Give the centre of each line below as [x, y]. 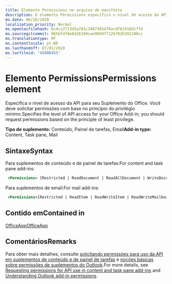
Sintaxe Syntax [29, 151]
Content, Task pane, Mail [31, 135]
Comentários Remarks [41, 242]
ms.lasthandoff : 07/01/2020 [35, 48]
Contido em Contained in [45, 213]
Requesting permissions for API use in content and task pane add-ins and [83, 270]
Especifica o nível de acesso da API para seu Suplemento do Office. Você [83, 103]
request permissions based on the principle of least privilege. [70, 119]
